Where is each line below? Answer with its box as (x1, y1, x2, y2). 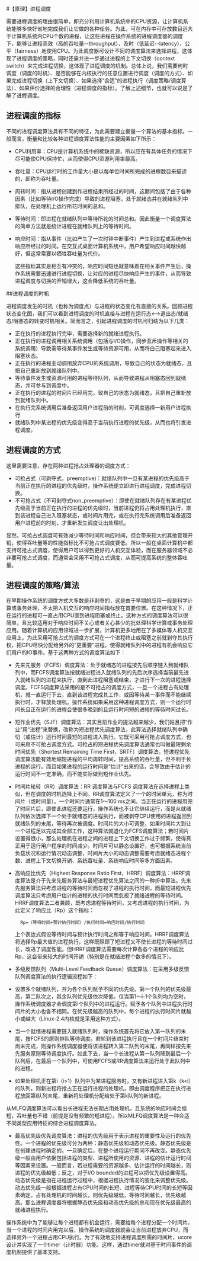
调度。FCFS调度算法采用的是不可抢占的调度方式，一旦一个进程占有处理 (14, 684, 190, 691)
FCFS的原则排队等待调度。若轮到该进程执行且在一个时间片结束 (30, 1035, 184, 1042)
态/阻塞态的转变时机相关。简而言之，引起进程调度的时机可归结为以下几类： (6, 317, 190, 324)
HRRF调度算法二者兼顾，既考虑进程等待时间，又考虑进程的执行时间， (14, 900, 185, 907)
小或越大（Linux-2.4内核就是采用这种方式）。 (14, 1015, 124, 1022)
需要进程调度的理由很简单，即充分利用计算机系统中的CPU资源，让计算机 (6, 18, 184, 25)
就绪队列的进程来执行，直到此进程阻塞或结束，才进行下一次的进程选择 (20, 676, 191, 683)
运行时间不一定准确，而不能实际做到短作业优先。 (14, 770, 134, 777)
